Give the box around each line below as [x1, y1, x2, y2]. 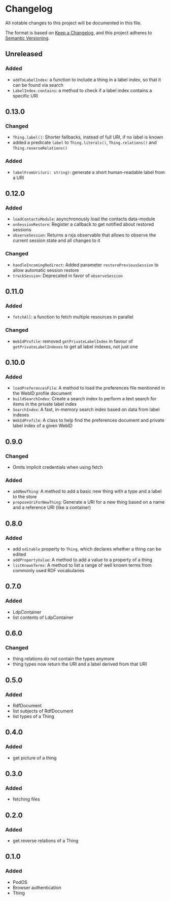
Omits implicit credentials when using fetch [12, 464, 103, 470]
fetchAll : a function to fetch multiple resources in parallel [12, 314, 133, 320]
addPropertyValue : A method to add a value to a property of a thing [12, 557, 152, 563]
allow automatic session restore [12, 267, 79, 273]
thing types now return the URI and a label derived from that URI [12, 661, 147, 667]
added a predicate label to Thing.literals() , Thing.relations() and [12, 140, 157, 146]
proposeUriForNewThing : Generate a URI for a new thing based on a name [12, 499, 165, 505]
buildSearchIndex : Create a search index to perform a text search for [12, 396, 157, 402]
